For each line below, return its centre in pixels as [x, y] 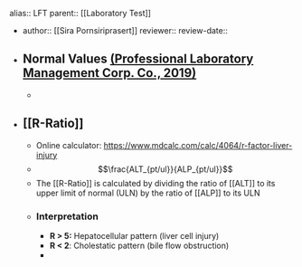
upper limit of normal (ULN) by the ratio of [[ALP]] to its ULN [148, 193]
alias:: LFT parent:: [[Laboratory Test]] [80, 13]
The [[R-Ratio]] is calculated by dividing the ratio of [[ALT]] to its [156, 183]
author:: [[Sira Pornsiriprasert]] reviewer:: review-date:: [125, 30]
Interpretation [67, 216]
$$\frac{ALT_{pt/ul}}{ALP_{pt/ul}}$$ [165, 169]
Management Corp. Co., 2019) [109, 73]
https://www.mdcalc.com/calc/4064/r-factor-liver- [198, 145]
